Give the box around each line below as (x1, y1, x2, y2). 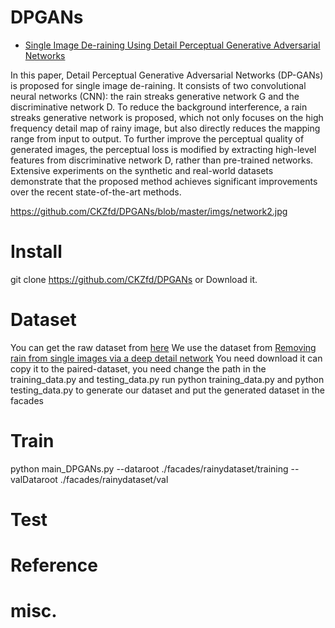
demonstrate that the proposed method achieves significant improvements (10, 175, 318, 187)
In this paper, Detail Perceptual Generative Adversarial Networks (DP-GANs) (10, 69, 324, 81)
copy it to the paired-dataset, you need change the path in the (10, 362, 267, 375)
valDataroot (10, 473, 58, 485)
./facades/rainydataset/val (59, 473, 169, 485)
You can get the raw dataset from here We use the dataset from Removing (10, 341, 317, 353)
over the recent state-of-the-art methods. (10, 186, 182, 198)
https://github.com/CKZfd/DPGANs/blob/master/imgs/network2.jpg (10, 205, 288, 217)
